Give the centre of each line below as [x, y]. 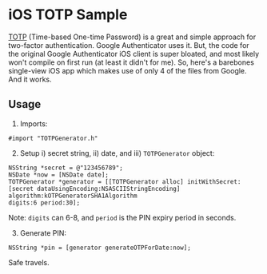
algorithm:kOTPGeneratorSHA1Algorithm [73, 196]
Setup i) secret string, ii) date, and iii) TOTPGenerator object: [117, 153]
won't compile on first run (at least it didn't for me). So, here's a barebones [131, 62]
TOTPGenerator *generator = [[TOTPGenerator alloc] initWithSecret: [125, 181]
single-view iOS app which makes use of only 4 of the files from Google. [128, 70]
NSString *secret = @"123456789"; [66, 168]
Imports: [34, 123]
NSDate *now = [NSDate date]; [59, 175]
